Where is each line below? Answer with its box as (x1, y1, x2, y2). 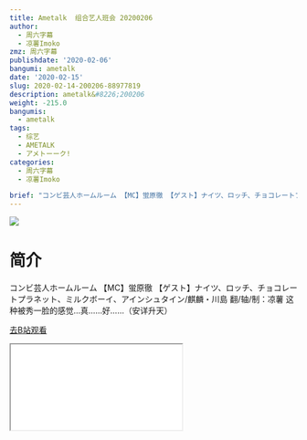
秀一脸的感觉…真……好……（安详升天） (25, 305, 173, 316)
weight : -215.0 (9, 98, 68, 108)
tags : (9, 124, 30, 133)
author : (9, 22, 39, 31)
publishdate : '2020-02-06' (9, 56, 112, 65)
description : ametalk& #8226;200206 (9, 89, 145, 99)
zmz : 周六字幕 (9, 47, 58, 57)
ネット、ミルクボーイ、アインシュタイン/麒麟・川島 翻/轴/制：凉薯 (33, 294, 284, 305)
